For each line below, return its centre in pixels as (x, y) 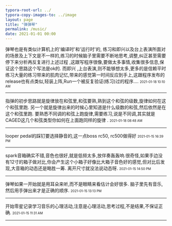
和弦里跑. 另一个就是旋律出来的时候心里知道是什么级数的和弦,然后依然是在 (88, 107)
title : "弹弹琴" (21, 24)
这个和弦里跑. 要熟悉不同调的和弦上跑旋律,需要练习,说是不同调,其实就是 (80, 114)
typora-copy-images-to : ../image (41, 15)
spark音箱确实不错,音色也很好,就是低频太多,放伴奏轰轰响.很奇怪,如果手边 (82, 155)
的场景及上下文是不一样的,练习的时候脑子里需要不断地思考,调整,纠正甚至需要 (86, 55)
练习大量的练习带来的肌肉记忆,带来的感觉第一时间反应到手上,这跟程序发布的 (85, 75)
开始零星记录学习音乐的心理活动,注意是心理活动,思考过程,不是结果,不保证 (82, 206)
